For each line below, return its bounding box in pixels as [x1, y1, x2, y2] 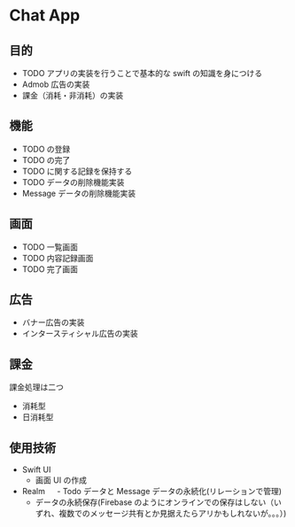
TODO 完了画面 [21, 263, 78, 275]
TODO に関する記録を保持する [21, 166, 133, 176]
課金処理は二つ [9, 382, 64, 392]
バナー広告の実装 [21, 317, 85, 328]
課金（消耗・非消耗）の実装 [21, 90, 124, 100]
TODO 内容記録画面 [21, 252, 94, 263]
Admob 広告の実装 [21, 79, 90, 89]
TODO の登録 [21, 143, 71, 154]
